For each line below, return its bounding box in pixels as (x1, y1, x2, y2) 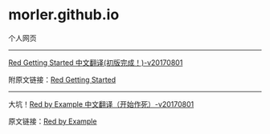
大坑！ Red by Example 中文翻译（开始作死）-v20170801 (8, 99, 194, 109)
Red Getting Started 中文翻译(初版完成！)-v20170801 (8, 58, 183, 67)
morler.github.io (8, 6, 120, 24)
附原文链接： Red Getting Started (8, 75, 117, 84)
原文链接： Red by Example (8, 116, 97, 126)
